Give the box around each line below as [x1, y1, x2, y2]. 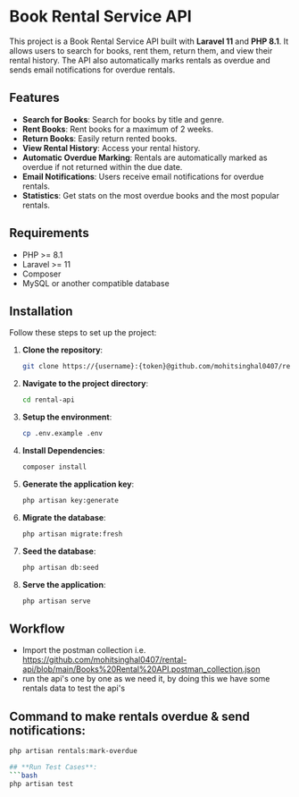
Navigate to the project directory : [21, 378, 149, 389]
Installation [9, 303, 73, 318]
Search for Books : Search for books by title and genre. [21, 114, 225, 124]
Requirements [9, 225, 89, 241]
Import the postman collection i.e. [21, 645, 146, 656]
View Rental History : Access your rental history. [21, 142, 201, 153]
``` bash [9, 771, 38, 780]
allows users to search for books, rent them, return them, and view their [9, 45, 273, 55]
